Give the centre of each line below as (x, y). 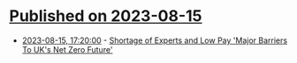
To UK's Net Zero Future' (67, 49)
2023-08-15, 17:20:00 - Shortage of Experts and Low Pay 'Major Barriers (155, 40)
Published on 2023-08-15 (106, 16)
